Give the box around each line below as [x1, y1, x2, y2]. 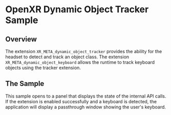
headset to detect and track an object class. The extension [5, 54, 130, 60]
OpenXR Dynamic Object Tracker [5, 4, 149, 15]
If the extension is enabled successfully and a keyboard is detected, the [5, 98, 157, 104]
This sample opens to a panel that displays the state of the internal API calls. [5, 93, 166, 99]
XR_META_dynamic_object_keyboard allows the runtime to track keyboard [5, 59, 155, 65]
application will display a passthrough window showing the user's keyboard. [5, 104, 166, 110]
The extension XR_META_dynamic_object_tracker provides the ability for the [5, 49, 162, 54]
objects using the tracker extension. [5, 65, 81, 71]
